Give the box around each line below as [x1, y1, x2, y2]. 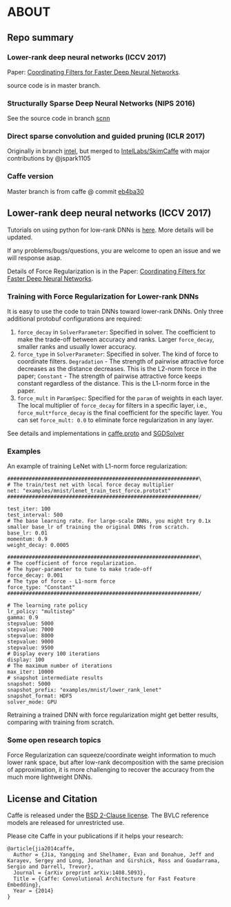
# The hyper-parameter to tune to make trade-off [7, 566, 153, 573]
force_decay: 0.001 [7, 572, 63, 579]
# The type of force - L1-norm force [7, 578, 116, 585]
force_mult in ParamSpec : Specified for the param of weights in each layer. [17, 394, 223, 402]
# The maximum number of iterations [7, 663, 112, 670]
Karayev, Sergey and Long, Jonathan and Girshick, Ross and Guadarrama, [7, 857, 221, 864]
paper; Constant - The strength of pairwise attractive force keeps [17, 372, 202, 380]
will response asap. [7, 253, 62, 262]
